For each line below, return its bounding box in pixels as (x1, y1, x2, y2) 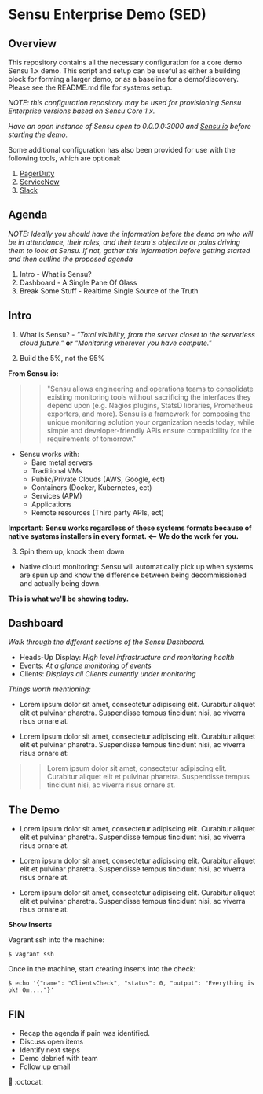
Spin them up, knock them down (19, 547, 125, 556)
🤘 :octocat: (8, 1077, 43, 1087)
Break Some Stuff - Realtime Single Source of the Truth (19, 285, 199, 296)
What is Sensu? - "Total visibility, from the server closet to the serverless (19, 330, 255, 339)
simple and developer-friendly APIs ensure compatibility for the (46, 425, 253, 435)
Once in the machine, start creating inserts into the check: (8, 964, 196, 974)
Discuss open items (19, 1037, 84, 1047)
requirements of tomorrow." (46, 434, 137, 444)
